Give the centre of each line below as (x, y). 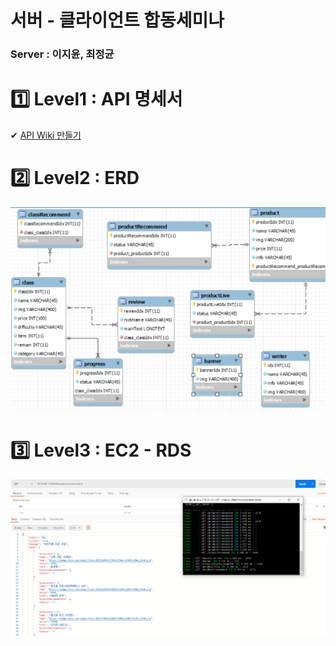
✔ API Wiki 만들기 (46, 135)
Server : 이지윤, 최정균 (62, 54)
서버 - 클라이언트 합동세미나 (117, 20)
